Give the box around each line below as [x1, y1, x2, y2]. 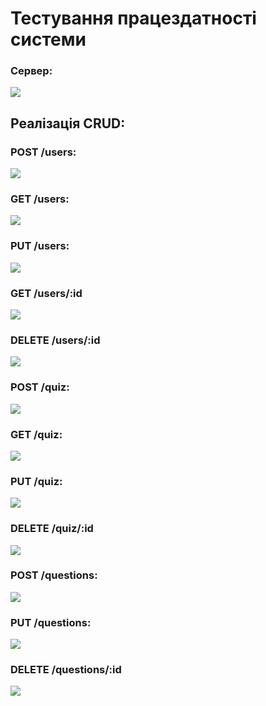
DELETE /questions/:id [10, 663, 122, 677]
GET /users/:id [10, 286, 83, 300]
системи [10, 28, 87, 51]
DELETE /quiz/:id [10, 522, 94, 536]
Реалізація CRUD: [10, 115, 126, 132]
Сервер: [10, 64, 53, 78]
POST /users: [10, 145, 77, 159]
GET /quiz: [10, 427, 63, 441]
